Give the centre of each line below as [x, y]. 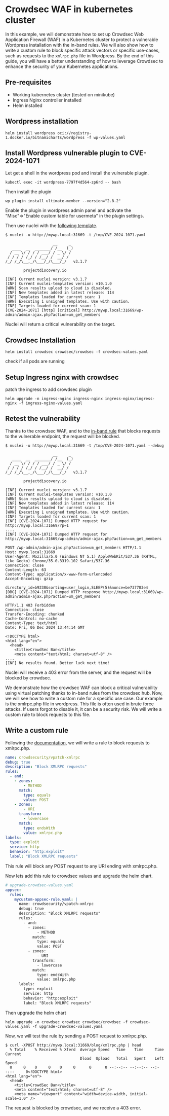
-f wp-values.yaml [106, 137]
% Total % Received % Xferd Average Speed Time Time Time [87, 1050]
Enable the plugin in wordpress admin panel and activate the [68, 210]
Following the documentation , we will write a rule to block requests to [78, 743]
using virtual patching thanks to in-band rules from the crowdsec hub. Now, [84, 693]
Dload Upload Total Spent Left [122, 1058]
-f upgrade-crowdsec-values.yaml [67, 1026]
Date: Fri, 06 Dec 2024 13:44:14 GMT [45, 627]
